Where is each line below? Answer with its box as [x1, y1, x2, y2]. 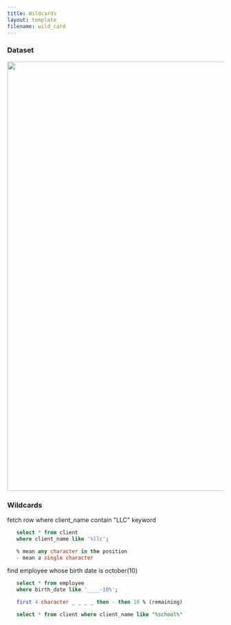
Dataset [7, 45, 34, 55]
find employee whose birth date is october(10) [7, 567, 138, 575]
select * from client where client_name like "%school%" [16, 611, 184, 618]
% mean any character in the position [16, 547, 128, 555]
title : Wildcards [7, 10, 57, 17]
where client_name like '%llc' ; [16, 535, 109, 543]
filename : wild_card [7, 23, 67, 30]
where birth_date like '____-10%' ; [16, 587, 118, 593]
